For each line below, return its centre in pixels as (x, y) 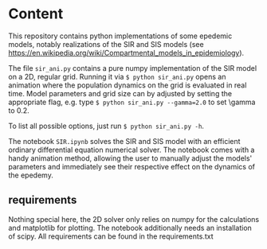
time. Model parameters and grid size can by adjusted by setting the (120, 93)
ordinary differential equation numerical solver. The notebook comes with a (132, 150)
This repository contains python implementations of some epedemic (120, 36)
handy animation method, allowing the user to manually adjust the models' (130, 158)
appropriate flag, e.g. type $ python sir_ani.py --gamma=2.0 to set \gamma (132, 102)
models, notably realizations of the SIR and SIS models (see (106, 44)
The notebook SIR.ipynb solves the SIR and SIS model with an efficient (124, 141)
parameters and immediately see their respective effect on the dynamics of (132, 166)
